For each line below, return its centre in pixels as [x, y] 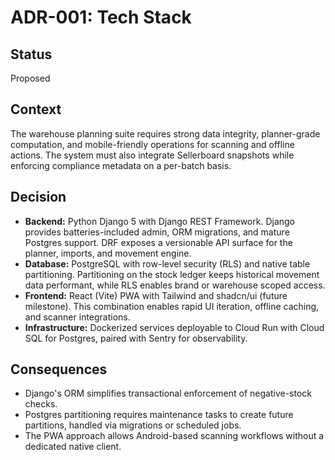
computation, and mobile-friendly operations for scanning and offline [152, 144]
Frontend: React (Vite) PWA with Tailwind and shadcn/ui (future [156, 295]
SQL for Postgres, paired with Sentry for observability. [136, 338]
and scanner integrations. [77, 317]
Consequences [59, 369]
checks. [41, 404]
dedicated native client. [73, 447]
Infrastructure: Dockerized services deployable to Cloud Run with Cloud [174, 327]
